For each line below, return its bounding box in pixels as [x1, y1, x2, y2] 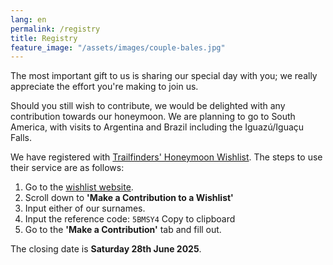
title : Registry [10, 33, 78, 43]
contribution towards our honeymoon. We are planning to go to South [10, 111, 296, 123]
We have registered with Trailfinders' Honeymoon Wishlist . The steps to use [10, 151, 323, 163]
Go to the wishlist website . [24, 181, 134, 193]
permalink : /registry [10, 24, 101, 34]
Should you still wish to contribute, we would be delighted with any [10, 100, 286, 112]
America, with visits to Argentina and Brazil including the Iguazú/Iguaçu [10, 121, 305, 133]
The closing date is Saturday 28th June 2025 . [10, 243, 202, 255]
